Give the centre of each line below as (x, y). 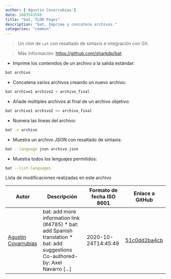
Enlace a (144, 193)
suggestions (57, 250)
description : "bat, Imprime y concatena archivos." (61, 24)
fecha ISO (104, 197)
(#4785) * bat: (61, 224)
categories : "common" (28, 29)
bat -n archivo (21, 130)
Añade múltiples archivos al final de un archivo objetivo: (71, 101)
